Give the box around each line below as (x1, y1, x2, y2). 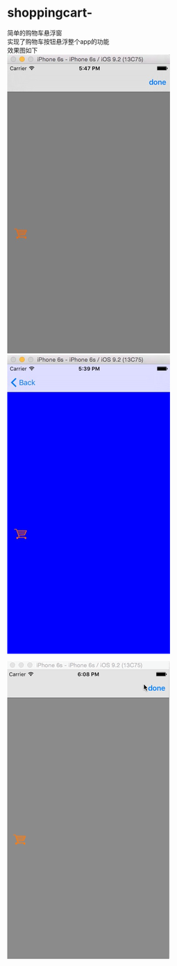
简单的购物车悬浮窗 (7, 28, 62, 37)
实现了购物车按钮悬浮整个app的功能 (7, 37, 110, 46)
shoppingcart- (7, 5, 93, 21)
